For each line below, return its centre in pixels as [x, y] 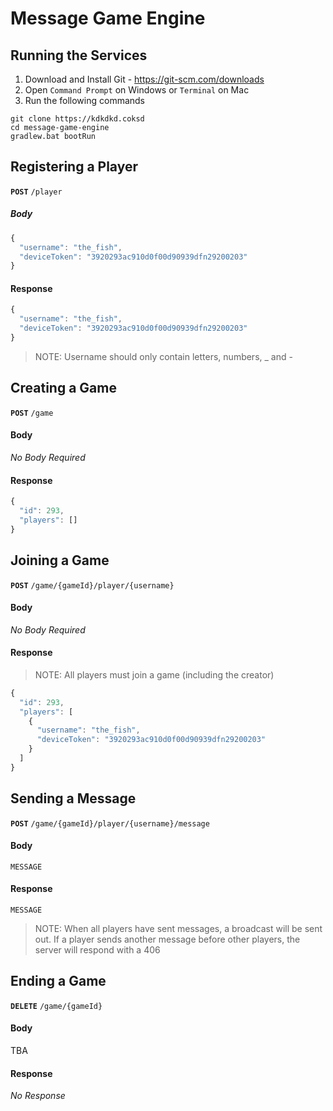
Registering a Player [74, 167]
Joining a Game [60, 560]
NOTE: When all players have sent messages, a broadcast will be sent [178, 929]
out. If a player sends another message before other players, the [167, 939]
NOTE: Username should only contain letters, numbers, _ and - [163, 356]
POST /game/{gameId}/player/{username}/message [110, 823]
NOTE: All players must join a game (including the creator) [154, 674]
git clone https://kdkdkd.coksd [77, 119]
